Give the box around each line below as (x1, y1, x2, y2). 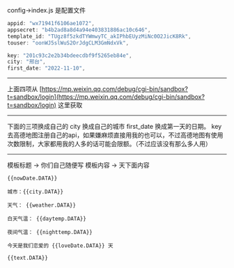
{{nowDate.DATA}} (7, 175, 58, 182)
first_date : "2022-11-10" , (7, 65, 86, 72)
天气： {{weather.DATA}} (7, 202, 77, 209)
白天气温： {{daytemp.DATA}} (7, 215, 87, 223)
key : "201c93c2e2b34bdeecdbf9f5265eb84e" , (7, 52, 132, 59)
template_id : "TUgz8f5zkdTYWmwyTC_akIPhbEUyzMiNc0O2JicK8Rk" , (7, 33, 192, 40)
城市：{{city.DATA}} (7, 189, 64, 196)
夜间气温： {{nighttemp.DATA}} (7, 229, 93, 236)
